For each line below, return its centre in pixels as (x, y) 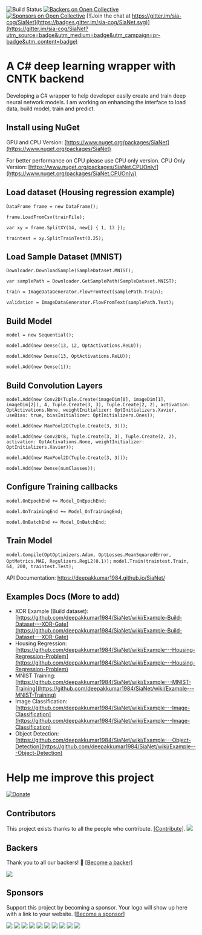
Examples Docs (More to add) (63, 597)
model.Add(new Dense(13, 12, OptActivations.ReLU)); (74, 346)
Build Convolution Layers (54, 385)
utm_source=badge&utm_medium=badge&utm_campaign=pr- (83, 35)
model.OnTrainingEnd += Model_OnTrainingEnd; (64, 511)
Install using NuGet (43, 128)
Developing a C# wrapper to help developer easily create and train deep (96, 96)
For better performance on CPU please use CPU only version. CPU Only (96, 160)
